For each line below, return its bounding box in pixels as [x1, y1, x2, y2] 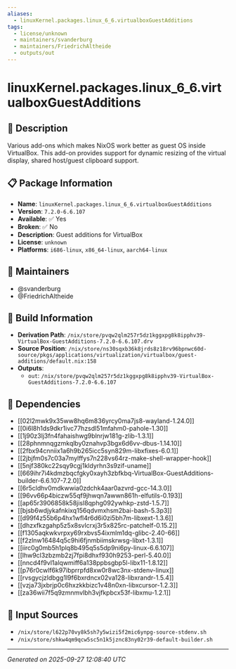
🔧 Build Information [7, 312, 93, 324]
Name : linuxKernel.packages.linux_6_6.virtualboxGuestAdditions [17, 200, 212, 208]
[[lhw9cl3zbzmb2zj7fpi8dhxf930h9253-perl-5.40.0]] [17, 551, 172, 559]
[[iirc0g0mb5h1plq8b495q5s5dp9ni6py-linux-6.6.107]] [17, 544, 174, 552]
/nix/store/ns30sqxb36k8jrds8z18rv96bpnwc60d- [67, 346, 207, 353]
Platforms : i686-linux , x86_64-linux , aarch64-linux [17, 245, 168, 254]
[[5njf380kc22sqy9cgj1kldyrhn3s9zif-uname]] [17, 462, 152, 470]
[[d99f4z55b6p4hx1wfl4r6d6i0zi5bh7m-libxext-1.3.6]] [17, 514, 173, 522]
